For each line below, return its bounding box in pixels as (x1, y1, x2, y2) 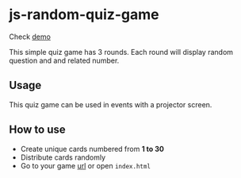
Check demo (9, 32, 51, 41)
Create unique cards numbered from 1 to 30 (20, 144, 165, 153)
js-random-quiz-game (9, 6, 159, 24)
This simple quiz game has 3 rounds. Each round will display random (9, 47, 233, 56)
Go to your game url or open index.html (20, 161, 151, 170)
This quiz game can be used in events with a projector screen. (9, 99, 212, 109)
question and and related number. (9, 56, 120, 65)
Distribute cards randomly (20, 153, 106, 162)
